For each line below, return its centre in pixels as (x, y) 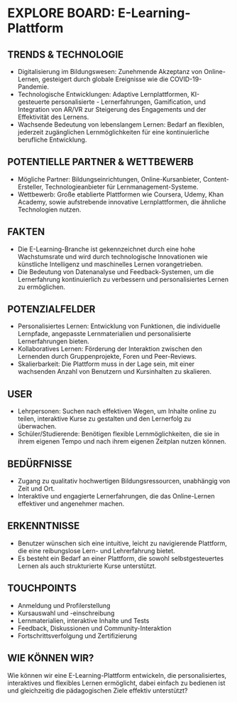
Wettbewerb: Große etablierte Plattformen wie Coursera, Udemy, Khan (121, 194)
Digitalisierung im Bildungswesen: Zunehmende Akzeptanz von (110, 72)
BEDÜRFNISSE (40, 464)
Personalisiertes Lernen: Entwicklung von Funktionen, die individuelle (119, 326)
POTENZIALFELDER (51, 309)
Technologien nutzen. (49, 209)
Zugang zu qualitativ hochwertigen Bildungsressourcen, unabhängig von (124, 481)
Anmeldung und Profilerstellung (64, 605)
